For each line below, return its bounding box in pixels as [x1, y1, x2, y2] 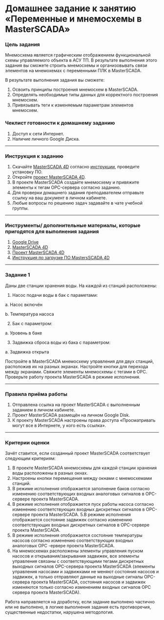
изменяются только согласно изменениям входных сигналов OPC [12, 584, 151, 590]
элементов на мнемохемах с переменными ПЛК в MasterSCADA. [5, 68, 142, 74]
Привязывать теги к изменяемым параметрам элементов [12, 102, 134, 108]
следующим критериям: [5, 455, 56, 461]
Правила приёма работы [5, 391, 67, 397]
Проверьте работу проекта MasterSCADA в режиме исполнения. [5, 374, 141, 380]
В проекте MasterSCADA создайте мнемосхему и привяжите [12, 179, 140, 186]
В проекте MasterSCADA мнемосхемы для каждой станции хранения [12, 465, 157, 471]
